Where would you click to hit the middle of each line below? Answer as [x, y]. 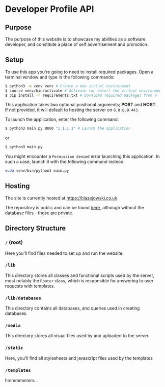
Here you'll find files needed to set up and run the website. [64, 253]
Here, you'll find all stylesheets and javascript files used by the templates [79, 358]
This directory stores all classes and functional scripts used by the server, [80, 275]
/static [14, 348]
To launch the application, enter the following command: [62, 119]
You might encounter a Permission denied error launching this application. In [82, 156]
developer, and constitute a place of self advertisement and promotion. [77, 44]
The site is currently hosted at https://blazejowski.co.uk [61, 198]
